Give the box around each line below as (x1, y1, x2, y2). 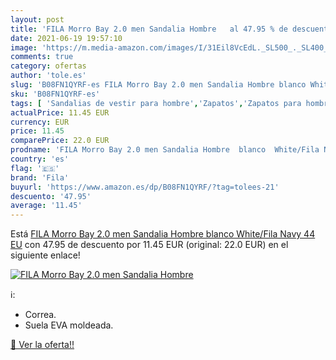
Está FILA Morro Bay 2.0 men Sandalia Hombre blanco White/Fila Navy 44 (10, 228, 316, 240)
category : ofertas (10, 61, 87, 71)
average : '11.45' (10, 201, 83, 211)
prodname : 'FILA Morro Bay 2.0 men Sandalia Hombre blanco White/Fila (10, 145, 320, 155)
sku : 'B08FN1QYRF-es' (10, 89, 101, 99)
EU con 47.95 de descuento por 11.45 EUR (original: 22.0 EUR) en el (10, 239, 289, 251)
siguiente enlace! (10, 249, 81, 261)
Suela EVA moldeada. (24, 319, 114, 331)
